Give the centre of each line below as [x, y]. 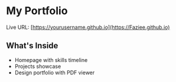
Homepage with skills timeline [51, 60]
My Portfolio [37, 11]
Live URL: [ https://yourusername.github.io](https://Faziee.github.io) [88, 27]
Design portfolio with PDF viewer [55, 73]
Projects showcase [38, 66]
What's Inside [32, 46]
